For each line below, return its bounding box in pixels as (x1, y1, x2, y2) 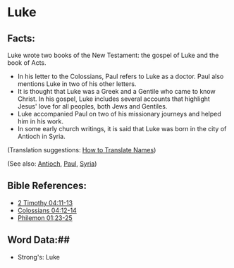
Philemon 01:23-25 (17, 213, 73, 222)
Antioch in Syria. (17, 132, 66, 140)
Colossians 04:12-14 (17, 206, 78, 214)
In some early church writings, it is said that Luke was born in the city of (17, 125, 227, 133)
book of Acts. (7, 59, 47, 67)
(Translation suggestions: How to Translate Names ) (7, 146, 156, 154)
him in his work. (17, 117, 64, 126)
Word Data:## (7, 234, 70, 246)
